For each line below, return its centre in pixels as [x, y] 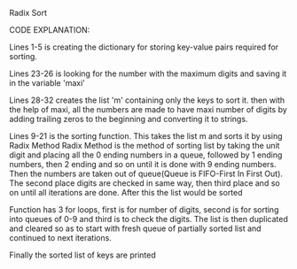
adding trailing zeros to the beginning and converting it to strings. [129, 119]
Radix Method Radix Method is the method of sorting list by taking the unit [145, 146]
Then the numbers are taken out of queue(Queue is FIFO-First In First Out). [146, 173]
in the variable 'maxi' [47, 83]
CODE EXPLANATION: [50, 30]
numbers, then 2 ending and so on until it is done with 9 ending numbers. [143, 164]
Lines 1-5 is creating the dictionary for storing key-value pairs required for [144, 47]
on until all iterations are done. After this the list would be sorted [126, 192]
